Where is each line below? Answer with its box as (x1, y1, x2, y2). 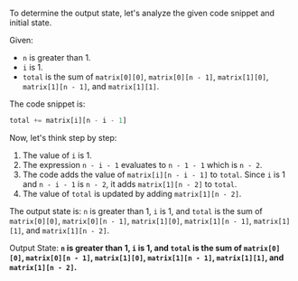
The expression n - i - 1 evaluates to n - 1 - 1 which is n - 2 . (22, 159, 263, 170)
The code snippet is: (9, 98, 86, 109)
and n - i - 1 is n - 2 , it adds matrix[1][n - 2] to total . (22, 178, 237, 189)
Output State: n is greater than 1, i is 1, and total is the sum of (9, 242, 242, 253)
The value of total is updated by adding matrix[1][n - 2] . (22, 188, 242, 199)
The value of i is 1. (22, 149, 92, 161)
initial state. (9, 17, 52, 28)
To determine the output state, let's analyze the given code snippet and (9, 8, 275, 18)
